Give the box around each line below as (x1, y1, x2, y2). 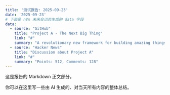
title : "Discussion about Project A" (14, 50, 94, 55)
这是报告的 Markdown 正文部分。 (5, 74, 74, 80)
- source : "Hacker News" (10, 45, 62, 50)
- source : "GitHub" (10, 26, 51, 31)
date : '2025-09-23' (5, 12, 47, 17)
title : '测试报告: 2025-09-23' (5, 7, 68, 13)
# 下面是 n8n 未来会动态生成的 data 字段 (5, 17, 84, 22)
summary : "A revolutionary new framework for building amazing (14, 40, 151, 45)
